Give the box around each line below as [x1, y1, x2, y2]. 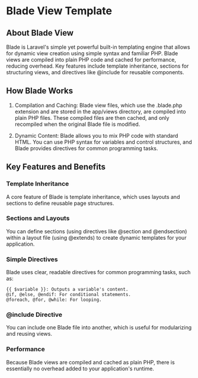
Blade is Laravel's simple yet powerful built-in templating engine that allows [6, 43, 191, 50]
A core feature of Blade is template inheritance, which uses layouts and [6, 193, 180, 200]
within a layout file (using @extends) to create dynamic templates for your [6, 234, 187, 241]
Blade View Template [6, 4, 113, 18]
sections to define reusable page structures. [6, 199, 114, 207]
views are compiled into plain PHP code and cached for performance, [6, 56, 177, 63]
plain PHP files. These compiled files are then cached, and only [14, 114, 170, 121]
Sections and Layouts [6, 214, 70, 223]
